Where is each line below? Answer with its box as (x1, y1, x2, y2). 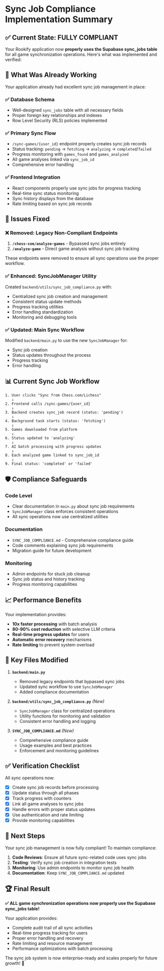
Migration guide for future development (12, 547, 92, 554)
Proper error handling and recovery (12, 935, 84, 941)
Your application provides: (5, 915, 58, 921)
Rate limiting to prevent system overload (12, 642, 95, 647)
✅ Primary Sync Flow (5, 130, 56, 137)
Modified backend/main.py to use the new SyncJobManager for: (5, 337, 128, 343)
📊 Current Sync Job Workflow (5, 377, 100, 386)
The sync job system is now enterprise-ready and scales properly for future (5, 955, 158, 961)
